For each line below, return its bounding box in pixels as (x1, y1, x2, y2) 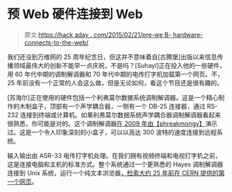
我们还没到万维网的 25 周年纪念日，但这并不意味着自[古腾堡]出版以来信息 (7, 53, 217, 61)
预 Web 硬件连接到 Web (7, 6, 143, 22)
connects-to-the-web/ (24, 38, 89, 46)
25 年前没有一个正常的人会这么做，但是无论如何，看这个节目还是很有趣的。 (7, 78, 224, 87)
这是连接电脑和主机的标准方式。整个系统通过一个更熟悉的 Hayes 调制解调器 (7, 160, 224, 168)
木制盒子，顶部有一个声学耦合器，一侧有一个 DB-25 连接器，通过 (19, 102, 206, 110)
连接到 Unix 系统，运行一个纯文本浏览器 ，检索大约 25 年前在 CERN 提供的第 (7, 168, 225, 177)
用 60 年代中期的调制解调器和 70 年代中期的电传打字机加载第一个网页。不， (7, 70, 224, 78)
